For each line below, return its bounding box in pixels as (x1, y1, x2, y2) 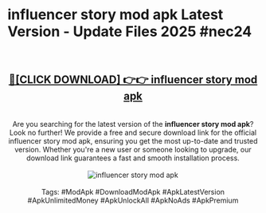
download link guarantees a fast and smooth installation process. (26, 153, 240, 163)
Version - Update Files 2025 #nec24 (7, 22, 252, 41)
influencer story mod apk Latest (7, 6, 224, 24)
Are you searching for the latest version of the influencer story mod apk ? (12, 119, 254, 128)
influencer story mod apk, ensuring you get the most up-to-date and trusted (8, 136, 258, 145)
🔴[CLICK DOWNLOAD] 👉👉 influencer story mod (8, 73, 258, 87)
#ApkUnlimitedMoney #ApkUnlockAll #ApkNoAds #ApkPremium (27, 195, 239, 205)
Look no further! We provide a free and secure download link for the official (10, 128, 256, 137)
